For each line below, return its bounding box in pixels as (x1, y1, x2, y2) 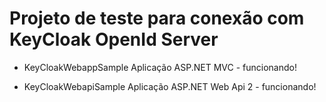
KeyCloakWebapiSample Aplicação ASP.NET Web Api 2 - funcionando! (23, 80, 317, 92)
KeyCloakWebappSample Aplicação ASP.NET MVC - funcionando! (23, 61, 297, 73)
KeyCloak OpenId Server (9, 28, 219, 51)
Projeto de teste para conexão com (9, 7, 305, 30)
